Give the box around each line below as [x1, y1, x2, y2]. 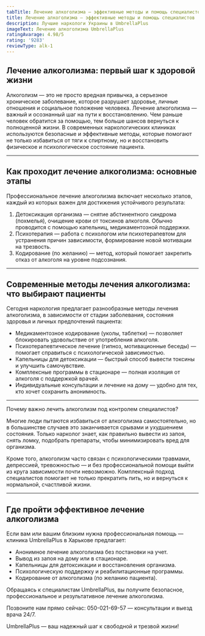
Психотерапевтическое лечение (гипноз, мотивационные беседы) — [15, 343, 196, 350]
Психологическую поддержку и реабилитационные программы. [15, 568, 184, 575]
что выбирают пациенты [6, 288, 106, 299]
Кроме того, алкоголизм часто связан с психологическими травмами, [6, 455, 191, 462]
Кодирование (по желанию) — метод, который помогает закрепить [15, 249, 192, 257]
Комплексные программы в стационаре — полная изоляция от [15, 368, 181, 376]
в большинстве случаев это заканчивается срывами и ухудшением [6, 424, 183, 431]
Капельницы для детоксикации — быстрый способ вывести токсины [15, 356, 195, 363]
